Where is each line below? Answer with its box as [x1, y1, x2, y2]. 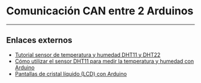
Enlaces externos [6, 35, 73, 45]
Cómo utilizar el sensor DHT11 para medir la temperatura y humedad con [14, 57, 194, 64]
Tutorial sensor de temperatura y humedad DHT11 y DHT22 [14, 51, 161, 58]
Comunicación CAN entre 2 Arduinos [6, 4, 194, 18]
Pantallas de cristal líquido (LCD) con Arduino [14, 70, 127, 77]
